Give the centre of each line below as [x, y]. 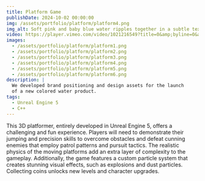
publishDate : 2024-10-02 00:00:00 [50, 18]
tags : [13, 97]
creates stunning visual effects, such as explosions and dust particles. [95, 165]
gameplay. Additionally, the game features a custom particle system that [97, 158]
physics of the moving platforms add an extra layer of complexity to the [96, 151]
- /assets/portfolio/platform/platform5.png [69, 69]
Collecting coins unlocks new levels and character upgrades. [83, 171]
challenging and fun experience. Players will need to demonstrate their [95, 132]
